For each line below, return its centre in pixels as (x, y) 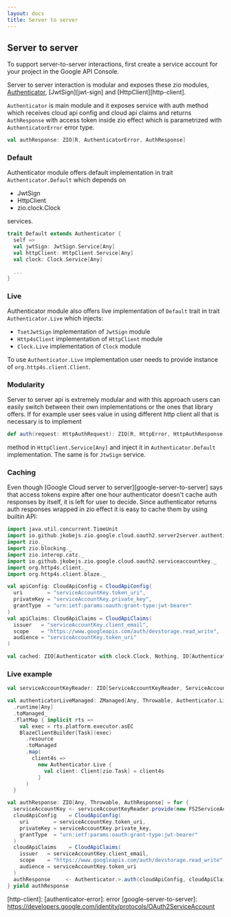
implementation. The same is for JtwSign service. (77, 455)
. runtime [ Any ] (33, 707)
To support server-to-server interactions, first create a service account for (112, 64)
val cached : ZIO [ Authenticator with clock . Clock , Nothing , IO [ (100, 657)
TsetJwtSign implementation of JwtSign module (84, 332)
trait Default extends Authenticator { (64, 234)
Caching (22, 472)
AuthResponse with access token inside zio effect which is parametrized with (114, 120)
